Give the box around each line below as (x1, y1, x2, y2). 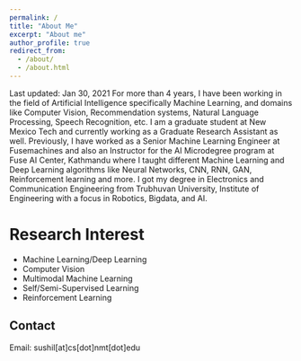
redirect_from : (9, 47, 66, 56)
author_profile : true (9, 38, 91, 48)
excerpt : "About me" (9, 30, 87, 39)
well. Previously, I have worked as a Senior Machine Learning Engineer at (9, 136, 280, 146)
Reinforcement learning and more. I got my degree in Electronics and (9, 173, 265, 184)
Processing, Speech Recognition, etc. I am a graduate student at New (9, 116, 267, 127)
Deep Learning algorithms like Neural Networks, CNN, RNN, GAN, (9, 163, 252, 175)
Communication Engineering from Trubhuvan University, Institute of (9, 183, 260, 194)
